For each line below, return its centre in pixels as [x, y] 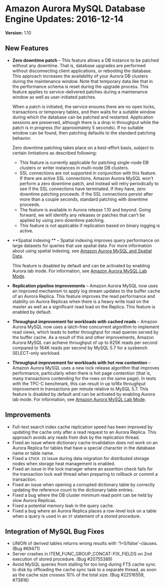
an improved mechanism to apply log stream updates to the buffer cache [86, 291]
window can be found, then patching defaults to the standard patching [84, 133]
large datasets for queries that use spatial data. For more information [82, 246]
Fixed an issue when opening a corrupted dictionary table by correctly [83, 484]
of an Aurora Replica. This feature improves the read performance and [83, 296]
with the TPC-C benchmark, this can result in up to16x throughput [79, 383]
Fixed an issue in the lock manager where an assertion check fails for [82, 469]
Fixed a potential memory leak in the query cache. [63, 505]
